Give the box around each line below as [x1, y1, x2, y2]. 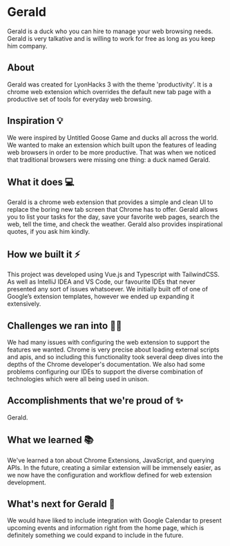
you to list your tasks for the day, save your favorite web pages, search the [7, 212, 220, 221]
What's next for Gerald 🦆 [7, 498, 115, 510]
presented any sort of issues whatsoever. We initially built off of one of [7, 285, 209, 293]
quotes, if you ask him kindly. [7, 228, 90, 236]
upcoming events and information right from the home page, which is [7, 524, 204, 532]
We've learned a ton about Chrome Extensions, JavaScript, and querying [7, 456, 215, 464]
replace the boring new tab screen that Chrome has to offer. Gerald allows [7, 206, 218, 214]
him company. [7, 42, 48, 50]
